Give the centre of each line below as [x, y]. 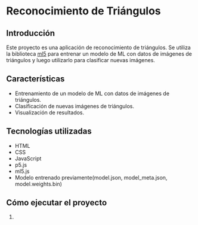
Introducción [31, 33]
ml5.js [22, 171]
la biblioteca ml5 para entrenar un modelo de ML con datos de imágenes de [99, 54]
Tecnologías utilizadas [49, 131]
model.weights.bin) [38, 184]
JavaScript [28, 158]
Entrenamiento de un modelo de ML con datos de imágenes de [92, 93]
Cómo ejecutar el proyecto [57, 203]
